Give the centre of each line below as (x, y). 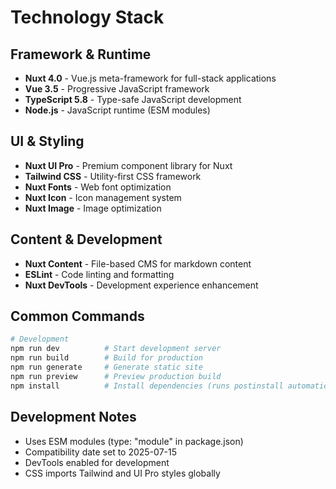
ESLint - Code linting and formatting (99, 274)
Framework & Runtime (81, 54)
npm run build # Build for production (106, 358)
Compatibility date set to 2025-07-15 (101, 452)
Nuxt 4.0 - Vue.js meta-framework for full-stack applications (150, 78)
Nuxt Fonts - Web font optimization (98, 187)
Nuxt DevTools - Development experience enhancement (141, 285)
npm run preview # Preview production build (116, 376)
